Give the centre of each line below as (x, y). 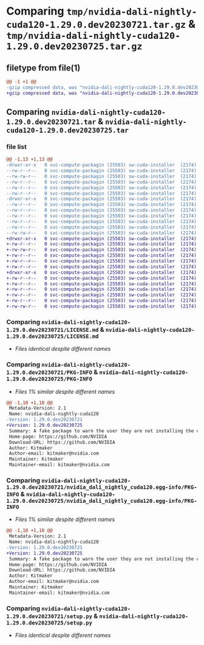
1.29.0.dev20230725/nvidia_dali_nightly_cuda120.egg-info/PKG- (102, 501)
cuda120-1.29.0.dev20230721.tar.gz (96, 25)
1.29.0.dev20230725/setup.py (49, 623)
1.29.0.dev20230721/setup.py (49, 616)
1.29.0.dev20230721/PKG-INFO (49, 373)
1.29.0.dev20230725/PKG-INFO (49, 379)
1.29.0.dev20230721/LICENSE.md (53, 330)
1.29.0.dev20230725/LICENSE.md (53, 336)
